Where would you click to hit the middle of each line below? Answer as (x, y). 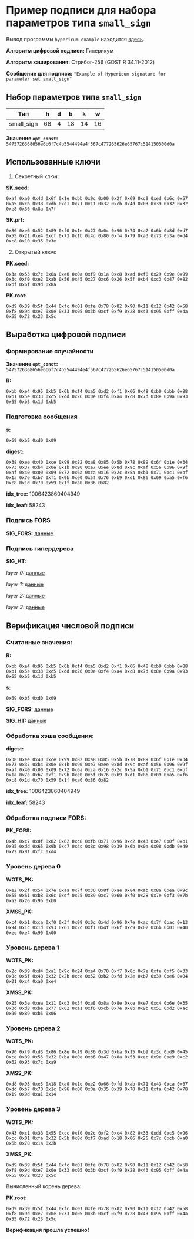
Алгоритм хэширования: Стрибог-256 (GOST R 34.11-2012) (81, 62)
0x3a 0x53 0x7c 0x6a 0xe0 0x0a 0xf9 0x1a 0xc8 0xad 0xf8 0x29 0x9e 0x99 (97, 274)
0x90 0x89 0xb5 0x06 (31, 1014)
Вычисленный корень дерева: (44, 1186)
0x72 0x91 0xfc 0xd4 (31, 852)
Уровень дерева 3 (33, 1109)
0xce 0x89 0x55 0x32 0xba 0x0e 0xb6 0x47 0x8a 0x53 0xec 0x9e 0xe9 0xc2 (97, 1057)
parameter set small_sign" (39, 79)
